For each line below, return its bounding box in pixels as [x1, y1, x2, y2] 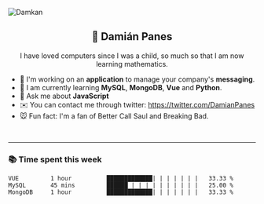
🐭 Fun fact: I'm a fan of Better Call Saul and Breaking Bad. [19, 111, 209, 121]
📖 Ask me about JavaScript [19, 91, 109, 100]
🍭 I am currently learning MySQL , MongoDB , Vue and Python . [19, 82, 222, 92]
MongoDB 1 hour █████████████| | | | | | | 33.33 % [8, 188, 234, 196]
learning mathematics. [95, 59, 169, 68]
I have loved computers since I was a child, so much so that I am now [20, 51, 244, 60]
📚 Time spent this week [8, 154, 102, 165]
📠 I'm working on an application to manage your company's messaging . [19, 75, 255, 84]
